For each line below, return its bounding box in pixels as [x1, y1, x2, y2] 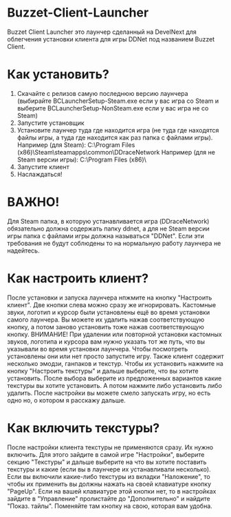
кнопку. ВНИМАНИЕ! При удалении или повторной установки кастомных [7, 330, 222, 338]
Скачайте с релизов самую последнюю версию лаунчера [16, 89, 188, 97]
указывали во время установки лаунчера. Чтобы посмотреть [7, 344, 188, 353]
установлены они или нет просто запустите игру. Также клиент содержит [7, 352, 224, 360]
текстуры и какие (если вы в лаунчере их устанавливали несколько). [7, 465, 211, 474]
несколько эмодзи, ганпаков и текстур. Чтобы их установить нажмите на [7, 359, 223, 367]
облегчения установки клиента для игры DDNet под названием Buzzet [7, 35, 215, 43]
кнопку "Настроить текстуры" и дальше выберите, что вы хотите [7, 367, 199, 375]
